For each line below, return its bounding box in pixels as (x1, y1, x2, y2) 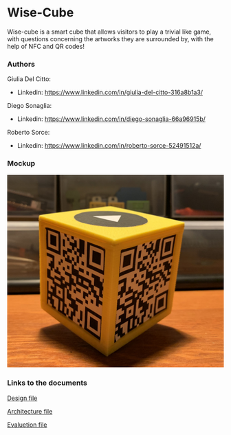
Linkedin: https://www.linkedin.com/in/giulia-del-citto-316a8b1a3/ (16, 88, 203, 97)
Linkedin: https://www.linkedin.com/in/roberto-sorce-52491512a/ (16, 142, 201, 150)
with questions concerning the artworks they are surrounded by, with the (7, 34, 214, 43)
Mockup (7, 159, 36, 168)
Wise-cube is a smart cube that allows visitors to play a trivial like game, (7, 27, 212, 36)
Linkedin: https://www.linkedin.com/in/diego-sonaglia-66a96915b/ (16, 115, 206, 123)
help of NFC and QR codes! (7, 42, 85, 50)
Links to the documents (7, 378, 88, 388)
